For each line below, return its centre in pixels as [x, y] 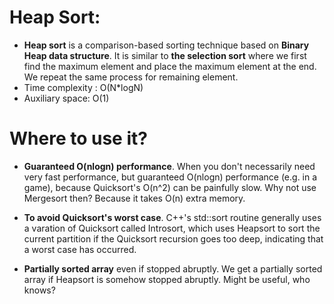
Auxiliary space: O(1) [66, 98]
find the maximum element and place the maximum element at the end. [170, 66]
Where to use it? [78, 138]
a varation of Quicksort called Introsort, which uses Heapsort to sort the [172, 228]
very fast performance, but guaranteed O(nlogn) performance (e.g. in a [170, 177]
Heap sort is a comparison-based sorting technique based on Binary [166, 45]
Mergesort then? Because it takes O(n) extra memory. [134, 198]
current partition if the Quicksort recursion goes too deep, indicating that [173, 238]
